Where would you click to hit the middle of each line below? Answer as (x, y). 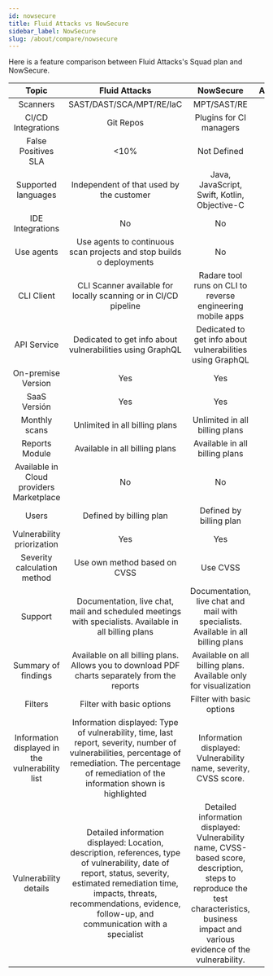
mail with (221, 612)
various (221, 939)
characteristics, (220, 909)
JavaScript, (220, 185)
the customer (126, 195)
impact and (220, 930)
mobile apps (221, 316)
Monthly (37, 420)
